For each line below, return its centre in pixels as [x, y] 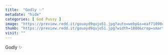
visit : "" [15, 33]
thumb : [12, 28]
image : [12, 24]
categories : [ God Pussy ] [33, 19]
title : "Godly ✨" [25, 10]
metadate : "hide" [23, 14]
